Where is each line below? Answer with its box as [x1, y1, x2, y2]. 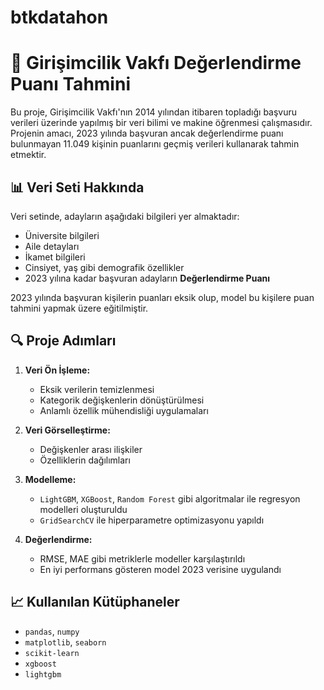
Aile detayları [24, 240, 80, 252]
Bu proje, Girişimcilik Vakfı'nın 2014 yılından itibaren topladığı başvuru [10, 106, 298, 118]
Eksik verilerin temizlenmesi [39, 383, 155, 395]
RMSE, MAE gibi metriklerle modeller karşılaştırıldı [39, 552, 246, 565]
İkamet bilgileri [24, 251, 86, 263]
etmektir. [10, 149, 47, 161]
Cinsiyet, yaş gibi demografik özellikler [24, 261, 185, 273]
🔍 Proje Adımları [10, 332, 117, 350]
